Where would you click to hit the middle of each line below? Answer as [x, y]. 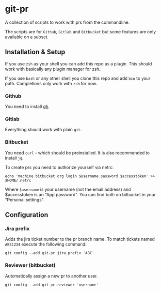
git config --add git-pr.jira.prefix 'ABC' [50, 253]
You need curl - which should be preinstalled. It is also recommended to [77, 153]
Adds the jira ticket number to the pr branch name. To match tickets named [80, 239]
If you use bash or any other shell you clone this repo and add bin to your [78, 78]
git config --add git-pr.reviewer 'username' [52, 285]
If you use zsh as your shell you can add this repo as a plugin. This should [79, 63]
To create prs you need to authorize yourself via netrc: [59, 167]
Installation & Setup [35, 52]
